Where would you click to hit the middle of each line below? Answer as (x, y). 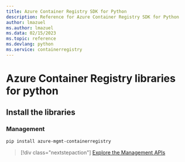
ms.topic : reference (31, 39)
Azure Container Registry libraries (91, 78)
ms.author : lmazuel (30, 28)
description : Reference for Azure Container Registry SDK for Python (93, 17)
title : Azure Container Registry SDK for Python (66, 11)
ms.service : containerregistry (44, 50)
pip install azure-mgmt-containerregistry (59, 141)
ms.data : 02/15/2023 (31, 33)
